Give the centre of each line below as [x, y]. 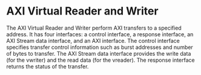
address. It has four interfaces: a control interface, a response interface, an [100, 34]
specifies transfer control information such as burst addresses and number [100, 47]
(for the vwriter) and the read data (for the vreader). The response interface [100, 60]
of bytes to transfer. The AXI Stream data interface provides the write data [99, 53]
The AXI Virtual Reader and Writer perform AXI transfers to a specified [94, 28]
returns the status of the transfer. [48, 66]
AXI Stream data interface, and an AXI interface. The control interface [93, 41]
